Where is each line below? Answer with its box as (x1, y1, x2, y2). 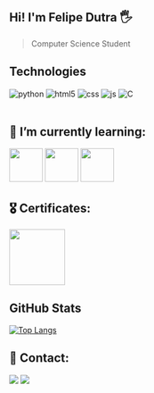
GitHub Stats (9, 301, 82, 316)
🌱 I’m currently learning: (9, 124, 147, 139)
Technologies (9, 64, 87, 79)
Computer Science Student (30, 38, 131, 49)
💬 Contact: (9, 350, 69, 366)
